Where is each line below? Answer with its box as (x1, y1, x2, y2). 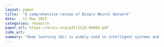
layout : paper (5, 7, 34, 12)
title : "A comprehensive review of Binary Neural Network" (5, 12, 131, 17)
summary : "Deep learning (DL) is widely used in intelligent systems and (5, 35, 160, 40)
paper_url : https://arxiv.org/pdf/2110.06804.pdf (5, 25, 109, 30)
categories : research (5, 21, 50, 26)
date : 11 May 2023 (5, 16, 48, 21)
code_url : (5, 30, 26, 35)
